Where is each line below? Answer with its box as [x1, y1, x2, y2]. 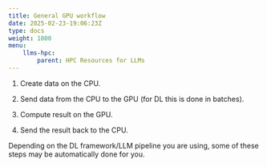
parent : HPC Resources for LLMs [37, 57, 146, 65]
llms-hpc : [22, 49, 56, 57]
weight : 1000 [8, 34, 52, 43]
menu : [8, 42, 26, 50]
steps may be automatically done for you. [8, 149, 146, 159]
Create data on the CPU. [19, 78, 101, 88]
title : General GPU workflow [8, 11, 106, 20]
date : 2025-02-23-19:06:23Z [8, 19, 103, 27]
